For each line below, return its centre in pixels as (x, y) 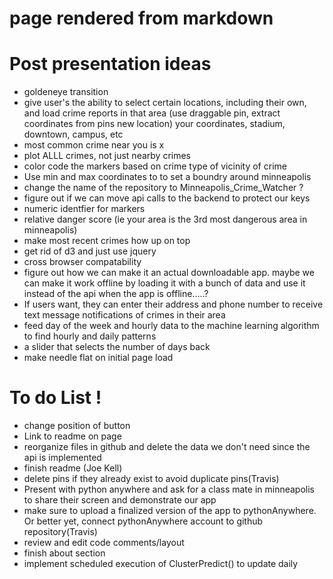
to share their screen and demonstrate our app (120, 500)
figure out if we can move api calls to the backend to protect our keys (167, 198)
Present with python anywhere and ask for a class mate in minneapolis (169, 489)
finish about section (64, 553)
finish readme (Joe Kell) (73, 468)
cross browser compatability (82, 262)
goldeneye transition (66, 92)
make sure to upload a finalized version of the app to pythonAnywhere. (170, 511)
